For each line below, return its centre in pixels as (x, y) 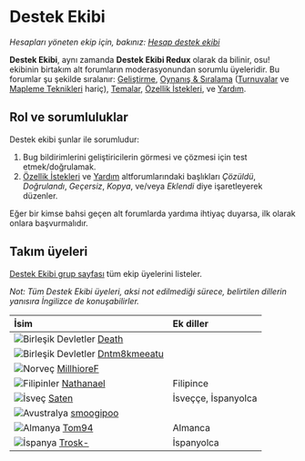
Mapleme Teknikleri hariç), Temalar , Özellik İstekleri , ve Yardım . (128, 88)
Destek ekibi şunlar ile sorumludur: (74, 139)
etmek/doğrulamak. (59, 167)
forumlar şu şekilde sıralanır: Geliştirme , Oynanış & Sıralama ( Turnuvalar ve (149, 78)
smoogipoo (95, 413)
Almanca (192, 427)
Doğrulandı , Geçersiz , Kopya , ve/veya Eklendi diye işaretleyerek (142, 186)
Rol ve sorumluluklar (69, 117)
